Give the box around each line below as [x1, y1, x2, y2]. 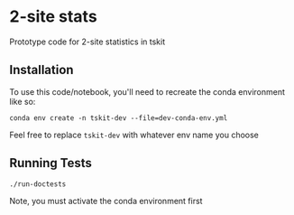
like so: [9, 96, 36, 107]
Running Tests [9, 155, 92, 171]
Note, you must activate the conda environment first [9, 195, 203, 206]
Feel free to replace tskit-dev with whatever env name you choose [9, 129, 260, 140]
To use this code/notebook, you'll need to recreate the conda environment [9, 86, 286, 97]
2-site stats [9, 6, 97, 27]
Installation [9, 62, 74, 78]
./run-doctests [9, 179, 67, 189]
